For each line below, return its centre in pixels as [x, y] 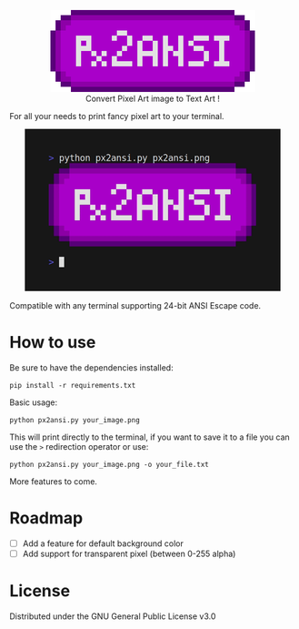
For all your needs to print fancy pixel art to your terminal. [117, 116]
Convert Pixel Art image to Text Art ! [153, 98]
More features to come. [54, 481]
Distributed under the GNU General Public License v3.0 [113, 616]
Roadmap [46, 518]
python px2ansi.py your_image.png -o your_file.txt [109, 464]
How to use [53, 343]
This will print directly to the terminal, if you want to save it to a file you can [150, 437]
